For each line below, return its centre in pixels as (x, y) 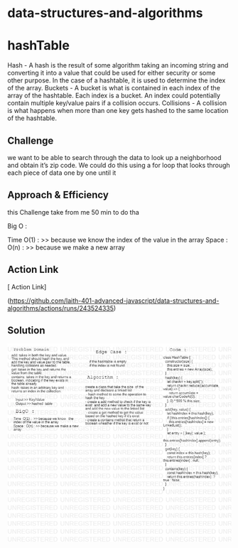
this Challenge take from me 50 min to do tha (74, 212)
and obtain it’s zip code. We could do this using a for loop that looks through (119, 165)
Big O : (17, 226)
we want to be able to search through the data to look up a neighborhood (114, 157)
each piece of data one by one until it (62, 173)
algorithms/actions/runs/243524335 (61, 308)
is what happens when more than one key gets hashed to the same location (118, 111)
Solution (26, 330)
